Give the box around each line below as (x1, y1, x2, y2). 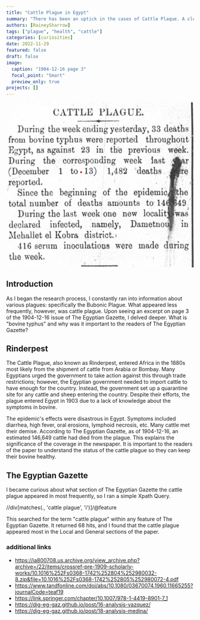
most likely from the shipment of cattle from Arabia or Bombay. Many (6, 366, 176, 373)
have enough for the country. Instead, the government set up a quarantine (6, 384, 188, 392)
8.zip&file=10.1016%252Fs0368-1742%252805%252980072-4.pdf (14, 575, 179, 583)
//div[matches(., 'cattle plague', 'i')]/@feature (6, 504, 117, 511)
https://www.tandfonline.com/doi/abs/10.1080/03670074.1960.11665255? (14, 582, 193, 589)
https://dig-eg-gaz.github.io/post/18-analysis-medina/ (14, 607, 148, 614)
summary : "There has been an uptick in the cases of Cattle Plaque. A (6, 15, 185, 22)
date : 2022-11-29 (6, 41, 49, 47)
